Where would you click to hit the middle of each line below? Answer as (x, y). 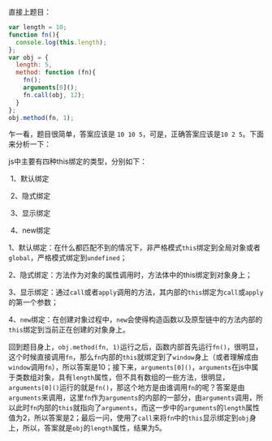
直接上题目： (30, 12)
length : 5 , (34, 65)
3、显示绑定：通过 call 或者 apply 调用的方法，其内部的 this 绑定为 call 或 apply (136, 292)
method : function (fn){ (56, 73)
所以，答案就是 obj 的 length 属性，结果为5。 (94, 428)
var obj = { (28, 58)
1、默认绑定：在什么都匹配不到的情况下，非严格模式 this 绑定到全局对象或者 (135, 248)
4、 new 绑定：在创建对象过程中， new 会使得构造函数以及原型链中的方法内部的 (136, 319)
